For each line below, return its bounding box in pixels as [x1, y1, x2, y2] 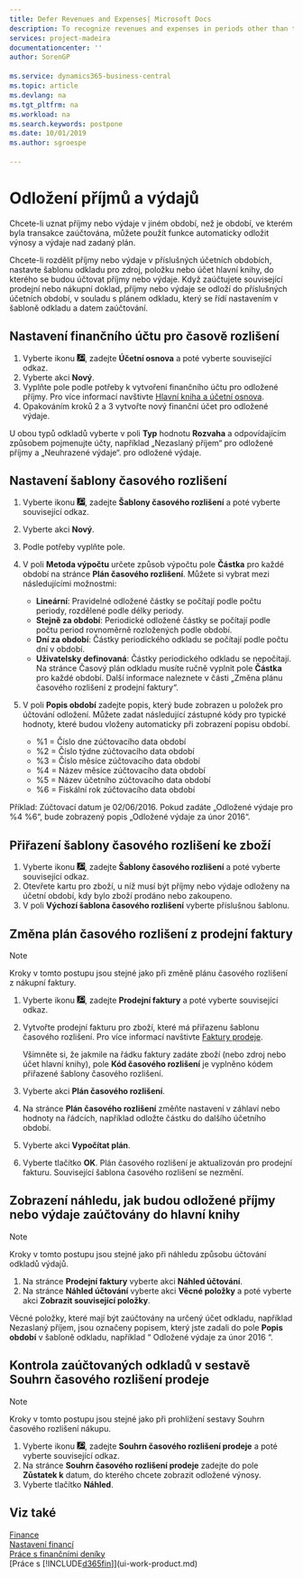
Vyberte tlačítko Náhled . [22, 1479, 115, 1489]
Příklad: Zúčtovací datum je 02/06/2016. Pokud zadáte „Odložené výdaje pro [9, 802, 294, 813]
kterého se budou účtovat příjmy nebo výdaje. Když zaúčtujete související [9, 274, 283, 285]
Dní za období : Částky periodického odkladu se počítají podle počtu [35, 634, 289, 645]
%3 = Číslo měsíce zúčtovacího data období [35, 755, 201, 767]
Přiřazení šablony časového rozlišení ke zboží [9, 837, 271, 853]
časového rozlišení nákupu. [9, 1423, 111, 1433]
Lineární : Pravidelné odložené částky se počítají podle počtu [35, 596, 262, 607]
